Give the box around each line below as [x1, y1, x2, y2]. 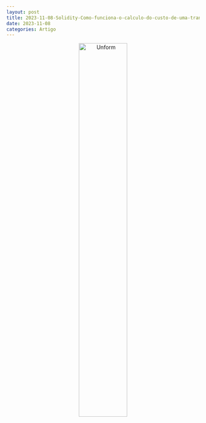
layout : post [6, 9, 40, 15]
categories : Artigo [6, 26, 56, 32]
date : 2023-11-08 [6, 20, 51, 26]
